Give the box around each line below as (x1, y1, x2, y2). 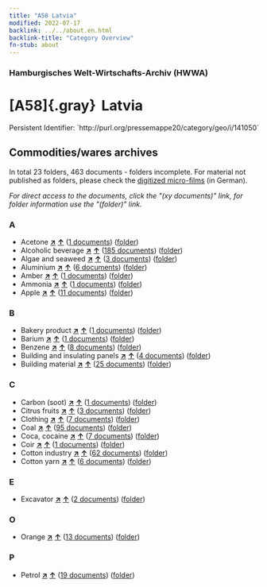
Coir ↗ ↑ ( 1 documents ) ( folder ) (20, 439, 126, 449)
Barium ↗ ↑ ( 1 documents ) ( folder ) (20, 334, 134, 344)
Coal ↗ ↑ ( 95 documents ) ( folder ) (20, 423, 132, 432)
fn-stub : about (9, 41, 60, 49)
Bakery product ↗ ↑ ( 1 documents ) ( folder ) (20, 326, 162, 335)
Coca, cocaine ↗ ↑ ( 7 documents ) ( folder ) (20, 431, 160, 441)
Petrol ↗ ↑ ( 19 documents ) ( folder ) (20, 570, 135, 580)
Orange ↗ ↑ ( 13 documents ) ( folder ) (20, 532, 141, 542)
